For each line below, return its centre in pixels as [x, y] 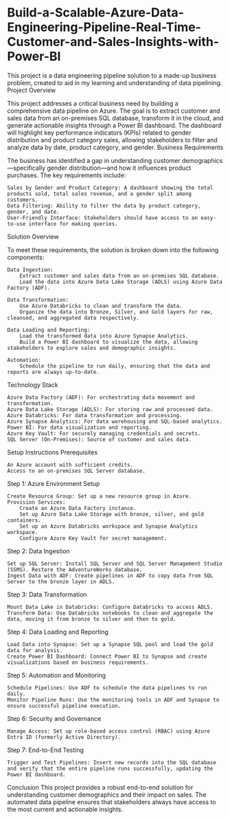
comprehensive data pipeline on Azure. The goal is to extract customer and [114, 111]
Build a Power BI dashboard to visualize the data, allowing [108, 342]
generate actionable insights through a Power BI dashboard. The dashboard [114, 125]
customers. [23, 200]
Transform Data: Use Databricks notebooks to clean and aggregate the [110, 613]
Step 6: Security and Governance [54, 718]
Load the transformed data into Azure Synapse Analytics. [104, 336]
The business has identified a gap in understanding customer [94, 160]
